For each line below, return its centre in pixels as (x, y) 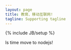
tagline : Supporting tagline (35, 19)
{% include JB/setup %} (30, 33)
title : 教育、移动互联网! (29, 14)
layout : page (19, 10)
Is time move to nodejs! (29, 43)
